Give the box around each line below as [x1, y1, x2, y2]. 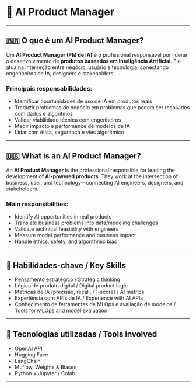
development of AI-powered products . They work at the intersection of [6, 172, 178, 180]
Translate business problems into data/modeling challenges [14, 219, 159, 227]
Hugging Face [14, 351, 48, 358]
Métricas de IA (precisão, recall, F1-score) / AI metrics [14, 288, 145, 295]
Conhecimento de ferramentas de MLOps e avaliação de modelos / [14, 300, 176, 307]
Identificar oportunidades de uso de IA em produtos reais [14, 98, 153, 105]
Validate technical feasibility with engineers [14, 226, 119, 233]
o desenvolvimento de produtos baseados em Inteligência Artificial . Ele [6, 57, 181, 64]
